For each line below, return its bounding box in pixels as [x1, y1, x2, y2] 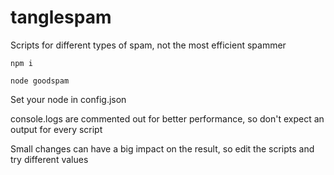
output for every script [10, 123, 103, 135]
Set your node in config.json [10, 93, 127, 105]
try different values [10, 153, 89, 165]
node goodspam [10, 76, 70, 86]
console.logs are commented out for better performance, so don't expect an [10, 112, 325, 125]
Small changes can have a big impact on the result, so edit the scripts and [10, 142, 315, 155]
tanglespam [10, 6, 112, 29]
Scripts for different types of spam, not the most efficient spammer [10, 39, 287, 51]
